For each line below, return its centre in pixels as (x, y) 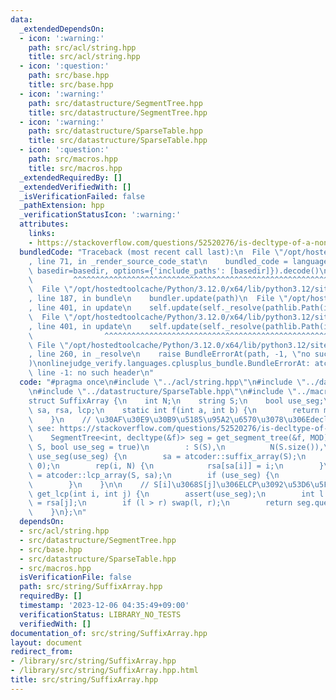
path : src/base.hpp (69, 76)
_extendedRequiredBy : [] (71, 177)
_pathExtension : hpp (62, 206)
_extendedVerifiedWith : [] (75, 187)
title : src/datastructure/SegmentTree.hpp (118, 112)
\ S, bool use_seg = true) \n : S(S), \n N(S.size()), (176, 447)
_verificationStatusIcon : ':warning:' (100, 215)
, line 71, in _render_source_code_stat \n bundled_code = (158, 261)
